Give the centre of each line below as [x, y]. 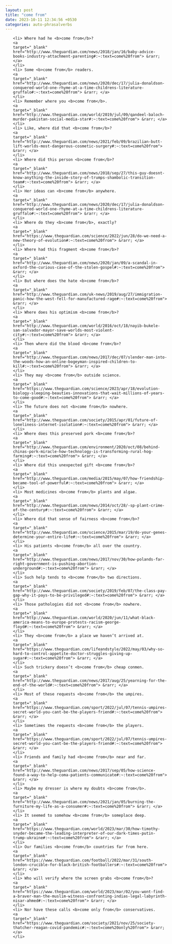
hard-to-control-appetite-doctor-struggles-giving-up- [73, 654]
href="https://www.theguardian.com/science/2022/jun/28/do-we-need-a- [90, 236]
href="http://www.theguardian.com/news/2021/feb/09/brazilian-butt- [88, 142]
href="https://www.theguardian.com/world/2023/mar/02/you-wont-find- [89, 892]
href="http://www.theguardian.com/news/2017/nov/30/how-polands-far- [89, 560]
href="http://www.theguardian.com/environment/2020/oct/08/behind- [86, 447]
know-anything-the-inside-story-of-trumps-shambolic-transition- [84, 178]
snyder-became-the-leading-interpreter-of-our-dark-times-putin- [84, 834]
